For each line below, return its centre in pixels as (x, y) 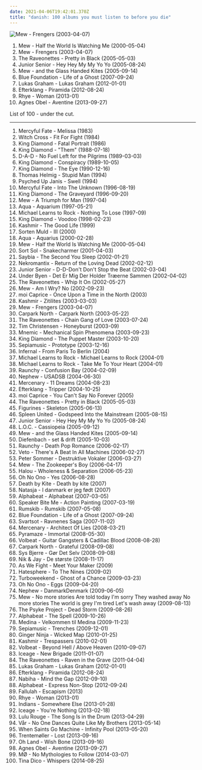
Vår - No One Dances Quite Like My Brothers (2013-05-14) (89, 723)
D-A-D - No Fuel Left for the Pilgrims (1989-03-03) (80, 156)
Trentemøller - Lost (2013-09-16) (58, 735)
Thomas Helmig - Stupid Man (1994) (62, 175)
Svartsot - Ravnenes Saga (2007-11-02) (66, 521)
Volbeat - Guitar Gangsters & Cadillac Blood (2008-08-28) (89, 540)
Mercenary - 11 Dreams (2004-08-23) (64, 382)
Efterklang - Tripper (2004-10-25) (59, 389)
